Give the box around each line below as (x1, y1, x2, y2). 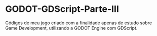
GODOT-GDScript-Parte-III (5, 3, 119, 15)
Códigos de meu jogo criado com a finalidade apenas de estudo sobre (5, 20, 152, 26)
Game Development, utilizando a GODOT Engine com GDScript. (5, 25, 138, 31)
